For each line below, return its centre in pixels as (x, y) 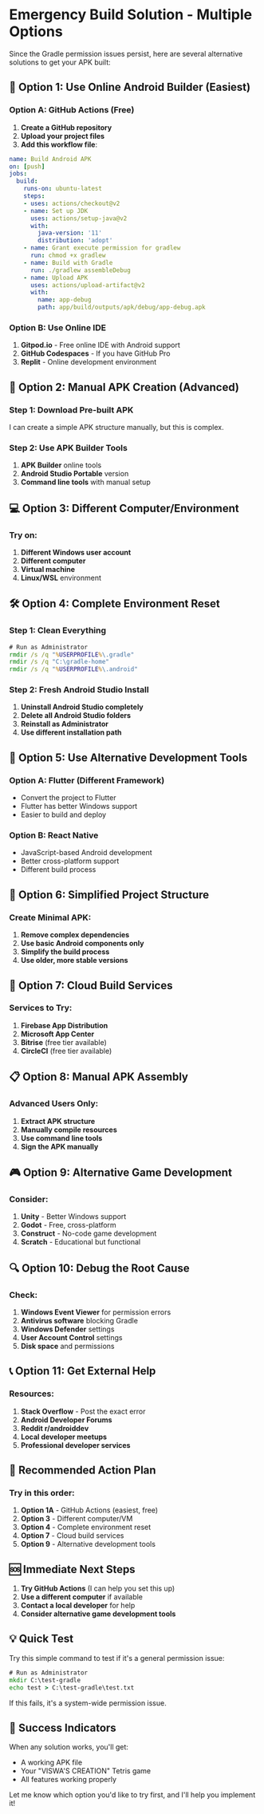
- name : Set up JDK (56, 211)
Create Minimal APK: (50, 917)
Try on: (24, 534)
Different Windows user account (76, 552)
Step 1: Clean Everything (58, 630)
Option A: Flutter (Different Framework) (87, 780)
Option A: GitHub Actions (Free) (72, 110)
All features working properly (69, 1780)
